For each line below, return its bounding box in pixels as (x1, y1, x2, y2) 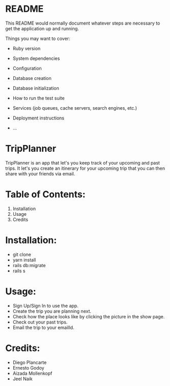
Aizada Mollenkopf (12, 370, 53, 376)
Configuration (12, 65, 42, 71)
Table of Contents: (5, 189, 86, 200)
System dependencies (12, 55, 60, 62)
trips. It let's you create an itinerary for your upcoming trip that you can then (5, 165, 165, 171)
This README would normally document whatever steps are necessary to (5, 20, 160, 26)
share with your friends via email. (5, 170, 76, 177)
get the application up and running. (5, 25, 79, 31)
